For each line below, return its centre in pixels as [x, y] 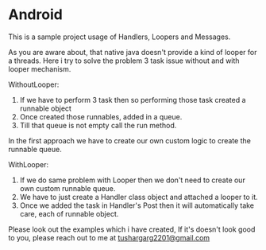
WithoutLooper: [34, 84]
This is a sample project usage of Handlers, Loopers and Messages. [120, 37]
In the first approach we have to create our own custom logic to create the [130, 140]
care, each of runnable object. [69, 213]
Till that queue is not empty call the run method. [98, 125]
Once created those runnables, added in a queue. [101, 116]
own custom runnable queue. [67, 188]
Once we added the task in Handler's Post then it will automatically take [137, 205]
